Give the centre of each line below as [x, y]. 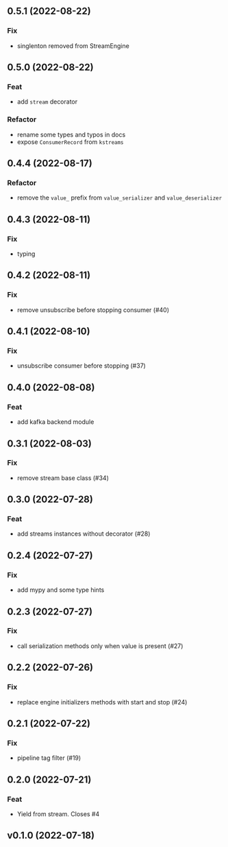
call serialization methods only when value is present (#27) [100, 646]
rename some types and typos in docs [71, 134]
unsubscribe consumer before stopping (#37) [81, 366]
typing [26, 254]
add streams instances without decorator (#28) [84, 534]
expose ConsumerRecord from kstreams [71, 142]
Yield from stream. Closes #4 [58, 814]
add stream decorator [47, 102]
